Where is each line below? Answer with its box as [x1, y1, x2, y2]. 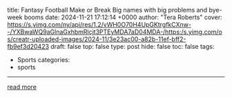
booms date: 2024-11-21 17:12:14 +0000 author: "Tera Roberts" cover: [23, 13, 222, 21]
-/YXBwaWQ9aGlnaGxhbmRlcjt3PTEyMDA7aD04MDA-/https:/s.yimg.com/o [7, 28, 223, 36]
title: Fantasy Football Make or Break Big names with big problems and [7, 6, 208, 14]
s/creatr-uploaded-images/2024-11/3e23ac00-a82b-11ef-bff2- [7, 35, 186, 43]
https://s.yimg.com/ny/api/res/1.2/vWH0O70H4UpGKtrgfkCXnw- [7, 21, 192, 28]
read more [7, 83, 37, 91]
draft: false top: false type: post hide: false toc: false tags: [50, 43, 215, 50]
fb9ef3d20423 [7, 43, 50, 50]
